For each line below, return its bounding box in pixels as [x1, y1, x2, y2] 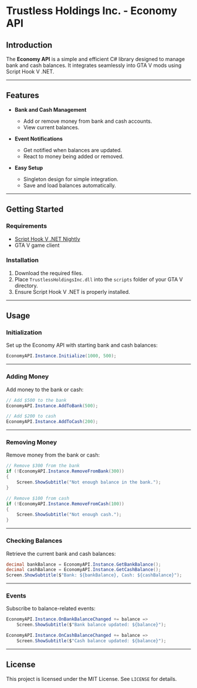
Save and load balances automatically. [23, 182, 116, 189]
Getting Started [6, 204, 64, 214]
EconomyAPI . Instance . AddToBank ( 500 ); [6, 402, 98, 409]
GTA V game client [14, 241, 60, 249]
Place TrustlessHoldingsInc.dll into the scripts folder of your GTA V [14, 276, 183, 283]
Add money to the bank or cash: [6, 386, 84, 393]
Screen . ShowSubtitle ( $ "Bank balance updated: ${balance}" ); [16, 622, 167, 628]
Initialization [6, 328, 42, 337]
